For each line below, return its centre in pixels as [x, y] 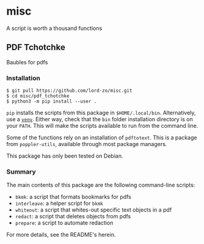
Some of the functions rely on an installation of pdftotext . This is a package [102, 138]
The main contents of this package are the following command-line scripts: [101, 185]
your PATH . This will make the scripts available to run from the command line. [102, 126]
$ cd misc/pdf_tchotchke [38, 96]
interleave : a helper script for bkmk [59, 204]
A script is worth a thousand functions [54, 28]
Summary [21, 171]
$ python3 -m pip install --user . [52, 102]
